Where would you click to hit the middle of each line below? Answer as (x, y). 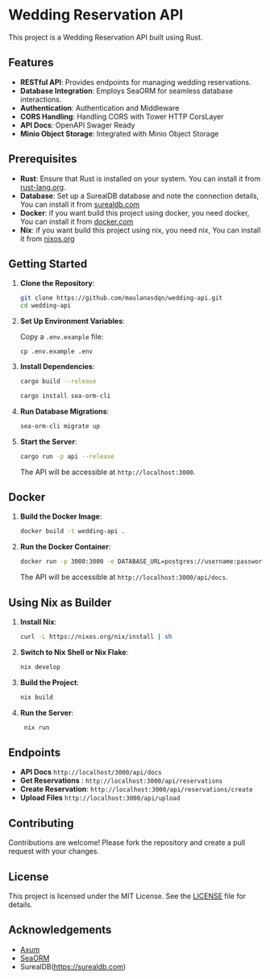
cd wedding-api (46, 306)
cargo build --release (58, 381)
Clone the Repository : (57, 284)
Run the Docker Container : (65, 547)
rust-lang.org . (43, 187)
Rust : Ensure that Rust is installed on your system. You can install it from (140, 179)
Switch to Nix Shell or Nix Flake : (74, 652)
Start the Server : (48, 441)
